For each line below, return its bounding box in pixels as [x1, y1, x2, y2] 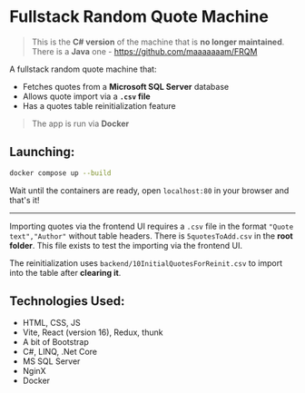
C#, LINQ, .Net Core [22, 347, 98, 358]
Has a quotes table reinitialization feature [22, 100, 176, 111]
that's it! [9, 194, 40, 205]
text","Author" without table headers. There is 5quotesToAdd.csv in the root [9, 230, 293, 241]
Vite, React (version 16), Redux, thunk [22, 327, 163, 338]
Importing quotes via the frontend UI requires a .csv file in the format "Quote [9, 221, 294, 231]
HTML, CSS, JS [22, 318, 81, 329]
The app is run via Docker [31, 118, 130, 129]
